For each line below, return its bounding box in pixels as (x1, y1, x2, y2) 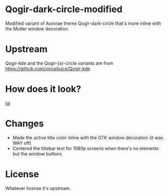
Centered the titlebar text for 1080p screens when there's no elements (12, 145, 159, 151)
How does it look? (5, 84, 82, 95)
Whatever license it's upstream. (5, 185, 71, 191)
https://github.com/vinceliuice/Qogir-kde (5, 65, 90, 71)
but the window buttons (12, 150, 62, 156)
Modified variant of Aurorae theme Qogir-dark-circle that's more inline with (5, 20, 161, 26)
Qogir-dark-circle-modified (5, 4, 123, 15)
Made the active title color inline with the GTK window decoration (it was (12, 134, 163, 140)
